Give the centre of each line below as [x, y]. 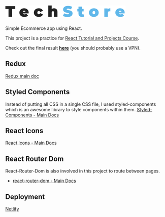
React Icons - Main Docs [31, 143]
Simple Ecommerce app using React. [44, 28]
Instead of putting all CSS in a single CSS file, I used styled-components [81, 104]
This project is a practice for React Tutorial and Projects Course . [72, 38]
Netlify [12, 209]
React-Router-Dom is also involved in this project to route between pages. [82, 171]
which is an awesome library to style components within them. [71, 109]
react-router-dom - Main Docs [44, 181]
